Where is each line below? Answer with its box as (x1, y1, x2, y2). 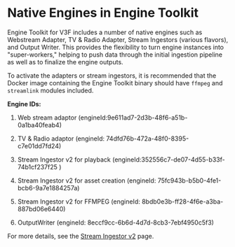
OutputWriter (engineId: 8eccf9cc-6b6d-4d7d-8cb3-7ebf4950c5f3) (17, 218, 214, 227)
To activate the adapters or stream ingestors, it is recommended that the (7, 71, 217, 80)
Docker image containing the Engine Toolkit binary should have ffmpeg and (7, 78, 223, 87)
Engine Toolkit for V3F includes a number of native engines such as (7, 28, 203, 36)
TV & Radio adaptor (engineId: (17, 134, 105, 143)
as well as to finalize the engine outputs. (7, 57, 124, 66)
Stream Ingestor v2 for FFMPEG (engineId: (17, 197, 140, 206)
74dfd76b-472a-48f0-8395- (106, 134, 189, 143)
